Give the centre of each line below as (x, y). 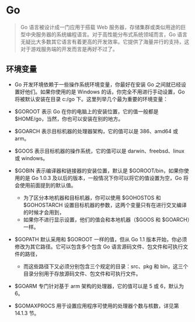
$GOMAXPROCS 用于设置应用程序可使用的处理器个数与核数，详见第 (97, 306)
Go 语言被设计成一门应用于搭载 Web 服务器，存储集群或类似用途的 (100, 27)
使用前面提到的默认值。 (48, 185)
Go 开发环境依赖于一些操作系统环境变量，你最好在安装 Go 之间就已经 (98, 84)
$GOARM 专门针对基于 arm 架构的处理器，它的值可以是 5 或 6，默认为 (99, 286)
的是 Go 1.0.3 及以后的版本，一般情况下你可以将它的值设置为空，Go (101, 178)
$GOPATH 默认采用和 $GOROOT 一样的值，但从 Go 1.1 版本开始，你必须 (101, 239)
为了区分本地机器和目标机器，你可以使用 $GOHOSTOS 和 (92, 198)
